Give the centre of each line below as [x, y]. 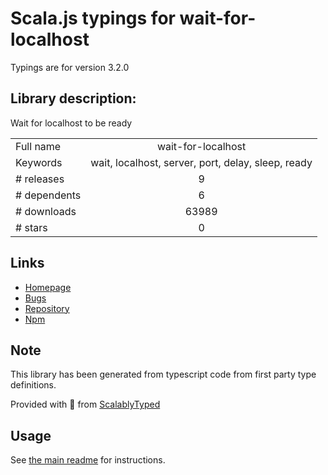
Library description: [73, 98]
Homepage [48, 287]
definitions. [33, 385]
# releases [40, 179]
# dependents [48, 195]
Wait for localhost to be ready [71, 123]
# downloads [46, 211]
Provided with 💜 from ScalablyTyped [85, 404]
